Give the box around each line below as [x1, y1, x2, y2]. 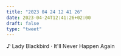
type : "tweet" [6, 26, 43, 32]
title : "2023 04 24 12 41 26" [6, 9, 83, 15]
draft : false [6, 20, 40, 26]
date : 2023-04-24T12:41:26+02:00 [6, 15, 91, 21]
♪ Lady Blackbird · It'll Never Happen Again [6, 43, 116, 50]
